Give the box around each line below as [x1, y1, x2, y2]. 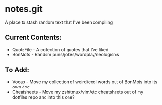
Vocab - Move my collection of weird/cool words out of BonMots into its [12, 79, 158, 85]
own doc [12, 84, 30, 89]
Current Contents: [5, 34, 62, 42]
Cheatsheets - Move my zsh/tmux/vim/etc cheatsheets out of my [12, 89, 144, 95]
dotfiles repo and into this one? [12, 94, 75, 100]
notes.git [5, 3, 43, 15]
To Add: [5, 66, 29, 74]
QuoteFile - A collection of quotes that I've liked [12, 46, 109, 52]
